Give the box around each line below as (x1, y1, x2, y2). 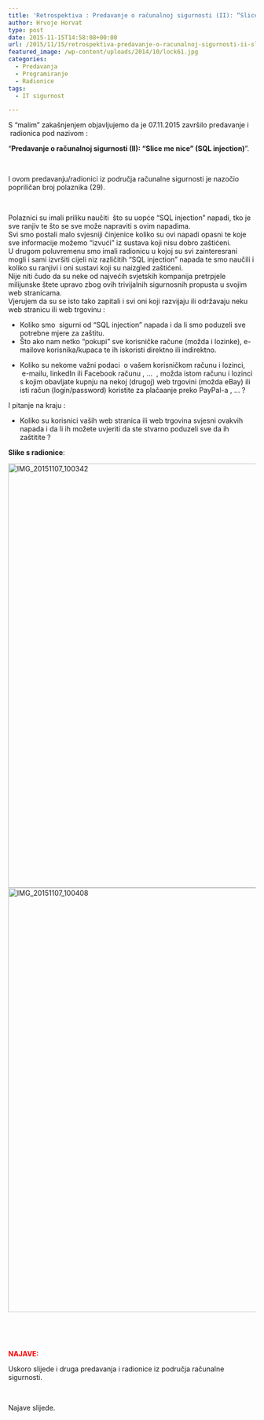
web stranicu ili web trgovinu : (8, 305, 105, 314)
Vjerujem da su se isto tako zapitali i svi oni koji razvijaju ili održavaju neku (8, 296, 248, 306)
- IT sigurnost (15, 92, 65, 100)
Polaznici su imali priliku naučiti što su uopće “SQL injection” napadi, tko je (8, 213, 251, 222)
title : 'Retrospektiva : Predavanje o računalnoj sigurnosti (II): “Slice (8, 11, 258, 20)
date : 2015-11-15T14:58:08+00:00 (8, 33, 118, 42)
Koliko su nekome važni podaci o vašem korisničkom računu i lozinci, (19, 361, 246, 370)
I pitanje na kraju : (8, 401, 66, 410)
